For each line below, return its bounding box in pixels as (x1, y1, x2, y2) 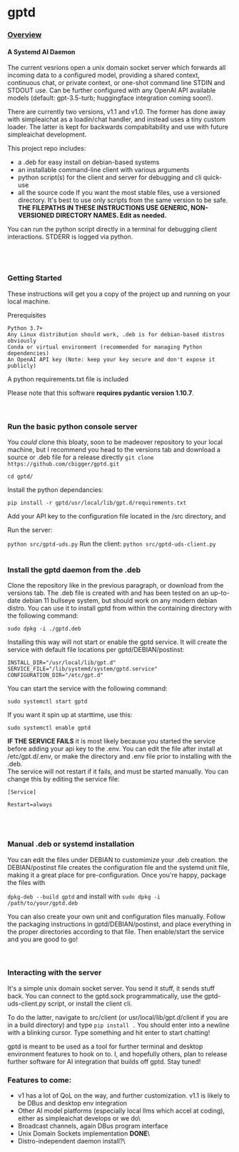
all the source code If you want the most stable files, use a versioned (17, 189, 220, 197)
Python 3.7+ (7, 324, 43, 332)
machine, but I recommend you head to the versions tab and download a (7, 445, 221, 454)
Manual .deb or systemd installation (7, 839, 135, 849)
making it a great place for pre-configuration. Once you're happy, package (7, 871, 227, 879)
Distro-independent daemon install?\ (17, 1137, 126, 1146)
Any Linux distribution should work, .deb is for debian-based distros (7, 331, 225, 338)
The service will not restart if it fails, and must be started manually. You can (7, 767, 229, 776)
